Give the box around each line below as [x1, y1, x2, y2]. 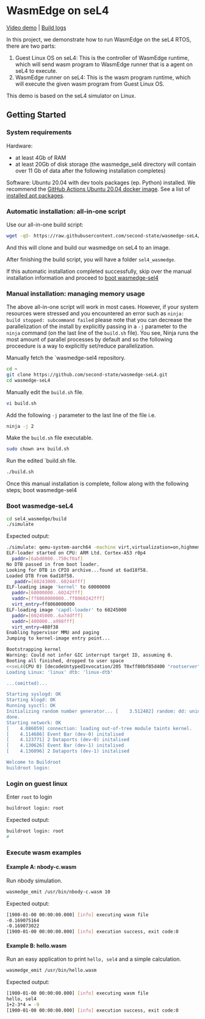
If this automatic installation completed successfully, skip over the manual [6, 267, 192, 275]
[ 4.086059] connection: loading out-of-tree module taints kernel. [6, 725, 192, 731]
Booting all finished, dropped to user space [6, 657, 124, 664]
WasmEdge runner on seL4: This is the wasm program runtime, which [15, 73, 191, 81]
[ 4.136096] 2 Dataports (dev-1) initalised [6, 748, 130, 755]
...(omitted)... [6, 680, 48, 686]
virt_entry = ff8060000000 [12, 601, 75, 608]
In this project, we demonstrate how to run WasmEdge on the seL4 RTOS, [6, 35, 192, 43]
